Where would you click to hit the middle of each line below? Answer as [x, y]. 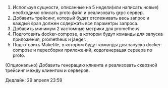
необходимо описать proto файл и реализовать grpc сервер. [78, 13]
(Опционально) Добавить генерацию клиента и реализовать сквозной [81, 65]
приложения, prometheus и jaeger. [49, 39]
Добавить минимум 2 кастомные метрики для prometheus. [77, 29]
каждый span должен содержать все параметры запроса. [75, 23]
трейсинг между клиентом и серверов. [48, 70]
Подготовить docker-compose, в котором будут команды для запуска [88, 34]
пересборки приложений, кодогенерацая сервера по [95, 50]
